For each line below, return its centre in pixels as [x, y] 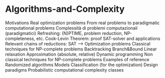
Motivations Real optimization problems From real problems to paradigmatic [82, 23]
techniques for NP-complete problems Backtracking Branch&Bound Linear [81, 49]
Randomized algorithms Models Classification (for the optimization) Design [82, 65]
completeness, [20, 39]
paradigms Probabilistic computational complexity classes [64, 70]
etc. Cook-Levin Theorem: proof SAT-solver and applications [98, 39]
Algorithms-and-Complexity [65, 9]
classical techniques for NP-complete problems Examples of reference [77, 59]
